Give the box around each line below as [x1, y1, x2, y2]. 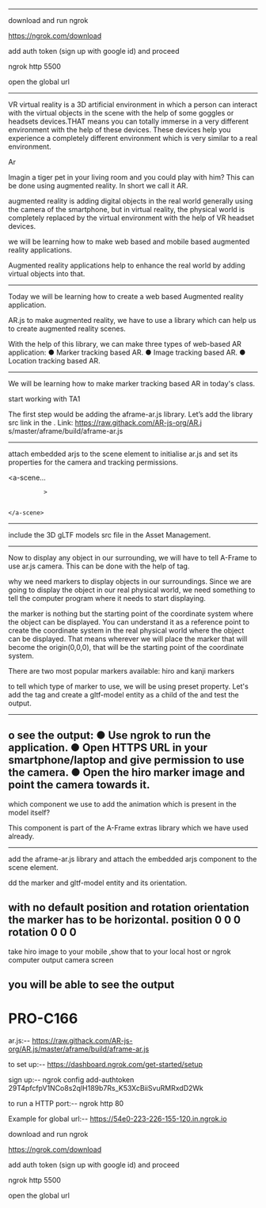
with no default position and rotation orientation [8, 901, 249, 914]
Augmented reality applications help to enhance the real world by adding [8, 260, 245, 270]
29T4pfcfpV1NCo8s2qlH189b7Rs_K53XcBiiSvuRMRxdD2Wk [8, 1083, 203, 1092]
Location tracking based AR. [8, 356, 101, 365]
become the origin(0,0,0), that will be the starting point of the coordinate [8, 643, 244, 651]
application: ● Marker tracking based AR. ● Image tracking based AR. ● [8, 348, 246, 357]
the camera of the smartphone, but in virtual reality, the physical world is [8, 205, 245, 214]
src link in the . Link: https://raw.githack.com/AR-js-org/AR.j [8, 418, 202, 427]
